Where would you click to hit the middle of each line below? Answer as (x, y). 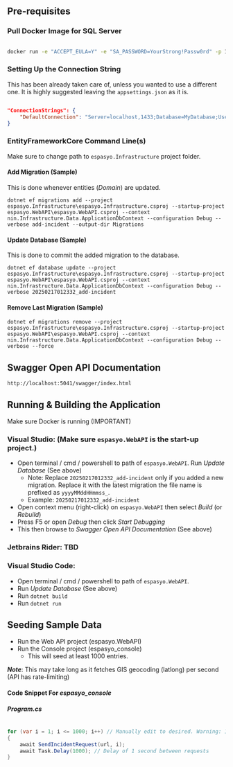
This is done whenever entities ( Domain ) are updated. (84, 187)
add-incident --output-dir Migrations (88, 224)
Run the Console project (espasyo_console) (79, 649)
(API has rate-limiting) (38, 677)
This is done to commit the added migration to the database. (94, 255)
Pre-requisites (39, 11)
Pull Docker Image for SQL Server (64, 31)
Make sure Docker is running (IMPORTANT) (69, 421)
